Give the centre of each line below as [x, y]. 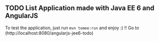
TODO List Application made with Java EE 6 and [80, 8]
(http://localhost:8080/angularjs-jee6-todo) [49, 33]
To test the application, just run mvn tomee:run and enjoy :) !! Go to [72, 28]
